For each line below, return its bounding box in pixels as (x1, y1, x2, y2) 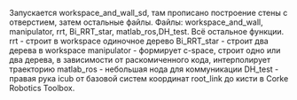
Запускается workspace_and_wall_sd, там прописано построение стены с (9, 8, 288, 18)
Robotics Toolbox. (9, 83, 75, 93)
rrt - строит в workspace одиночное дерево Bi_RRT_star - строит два (9, 35, 269, 46)
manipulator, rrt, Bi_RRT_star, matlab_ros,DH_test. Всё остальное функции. (9, 27, 285, 36)
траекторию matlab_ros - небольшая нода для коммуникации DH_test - (9, 64, 279, 74)
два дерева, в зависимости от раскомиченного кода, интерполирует (9, 55, 271, 65)
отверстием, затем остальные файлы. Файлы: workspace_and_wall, (9, 17, 263, 27)
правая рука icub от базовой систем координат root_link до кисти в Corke (9, 73, 289, 83)
